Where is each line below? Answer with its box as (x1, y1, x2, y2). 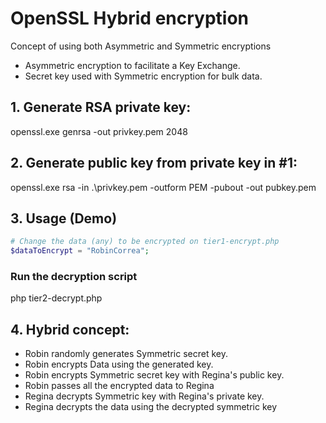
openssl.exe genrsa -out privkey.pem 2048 (10, 125, 188, 137)
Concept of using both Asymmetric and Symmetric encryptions (10, 40, 272, 52)
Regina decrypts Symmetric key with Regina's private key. (24, 390, 265, 402)
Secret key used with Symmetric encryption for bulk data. (24, 70, 263, 82)
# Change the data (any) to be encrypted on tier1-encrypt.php (10, 237, 280, 247)
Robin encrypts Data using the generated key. (24, 358, 214, 371)
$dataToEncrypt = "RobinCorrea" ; (10, 246, 150, 256)
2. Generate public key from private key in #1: (10, 155, 298, 172)
